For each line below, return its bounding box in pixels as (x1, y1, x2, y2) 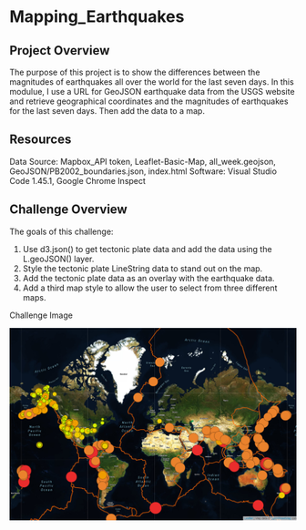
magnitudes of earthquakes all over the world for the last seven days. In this (9, 76, 294, 87)
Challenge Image (9, 310, 73, 321)
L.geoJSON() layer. (22, 253, 95, 264)
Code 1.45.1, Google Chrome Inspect (9, 175, 146, 186)
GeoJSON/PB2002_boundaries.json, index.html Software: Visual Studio (9, 166, 278, 177)
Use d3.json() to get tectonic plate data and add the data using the (22, 243, 272, 254)
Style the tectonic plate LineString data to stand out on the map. (22, 262, 263, 274)
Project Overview (9, 43, 110, 58)
